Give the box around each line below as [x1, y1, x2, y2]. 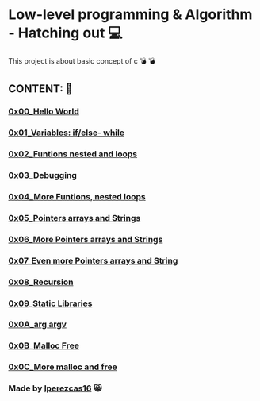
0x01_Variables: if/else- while [8, 127, 125, 138]
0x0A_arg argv [8, 319, 67, 330]
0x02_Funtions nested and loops [8, 148, 137, 160]
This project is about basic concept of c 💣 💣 [8, 56, 156, 65]
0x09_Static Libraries [8, 298, 93, 309]
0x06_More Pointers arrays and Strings [8, 233, 163, 245]
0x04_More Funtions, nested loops [8, 191, 146, 202]
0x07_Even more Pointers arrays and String [8, 255, 178, 266]
